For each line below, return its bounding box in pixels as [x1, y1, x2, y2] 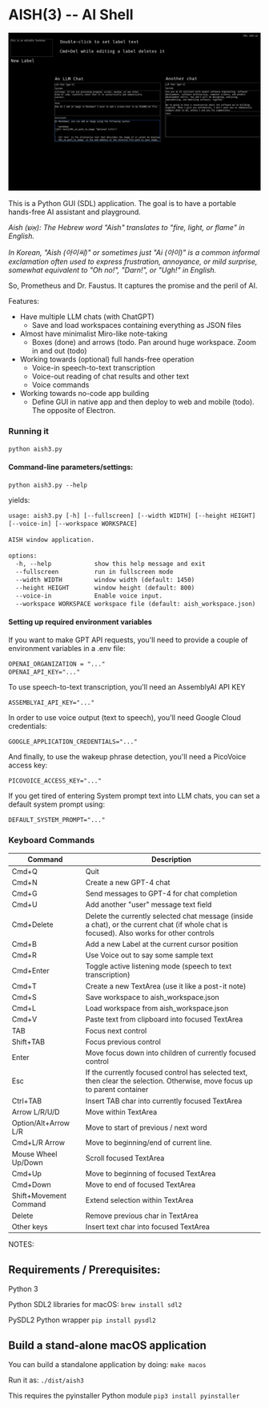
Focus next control [85, 1026, 147, 1035]
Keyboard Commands [8, 834, 95, 845]
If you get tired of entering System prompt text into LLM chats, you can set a [8, 791, 260, 800]
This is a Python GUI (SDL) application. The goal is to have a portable [8, 198, 236, 208]
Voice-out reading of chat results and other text [31, 371, 190, 381]
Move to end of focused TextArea [85, 1180, 196, 1190]
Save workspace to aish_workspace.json [85, 992, 220, 1001]
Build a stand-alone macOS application [8, 1338, 207, 1352]
